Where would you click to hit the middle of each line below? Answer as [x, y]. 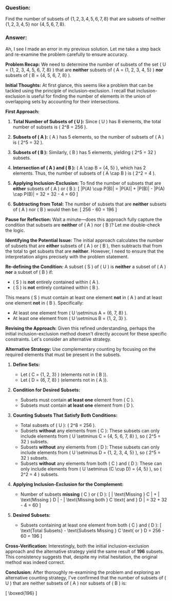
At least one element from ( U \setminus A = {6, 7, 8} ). [70, 313]
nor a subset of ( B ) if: [29, 272]
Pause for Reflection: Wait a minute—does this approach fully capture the [84, 219]
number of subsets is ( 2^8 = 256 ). [50, 127]
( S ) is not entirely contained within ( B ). [56, 287]
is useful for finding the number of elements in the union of [89, 96]
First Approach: [22, 111]
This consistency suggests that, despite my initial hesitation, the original [81, 557]
